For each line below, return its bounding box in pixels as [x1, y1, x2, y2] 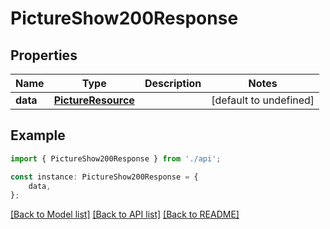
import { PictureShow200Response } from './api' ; [10, 153, 222, 164]
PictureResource [53, 93, 135, 107]
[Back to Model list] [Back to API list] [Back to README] [10, 208, 240, 221]
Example [10, 127, 66, 144]
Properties [10, 47, 78, 64]
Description [144, 77, 202, 90]
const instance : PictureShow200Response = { [10, 172, 199, 182]
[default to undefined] [211, 93, 315, 107]
